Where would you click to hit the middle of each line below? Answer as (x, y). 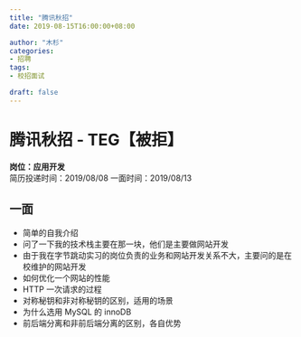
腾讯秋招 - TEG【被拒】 (96, 140)
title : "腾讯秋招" (42, 18)
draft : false (34, 92)
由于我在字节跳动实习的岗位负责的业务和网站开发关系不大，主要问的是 (153, 255)
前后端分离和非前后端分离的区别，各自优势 (102, 323)
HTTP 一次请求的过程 (62, 289)
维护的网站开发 (58, 267)
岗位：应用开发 (37, 166)
